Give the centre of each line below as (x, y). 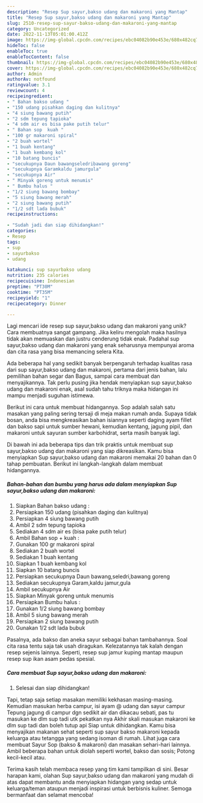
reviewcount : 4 (26, 91)
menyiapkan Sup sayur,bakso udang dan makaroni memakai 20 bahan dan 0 (102, 458)
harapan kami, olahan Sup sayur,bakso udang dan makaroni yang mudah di (100, 776)
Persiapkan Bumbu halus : (48, 602)
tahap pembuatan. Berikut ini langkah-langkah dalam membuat (85, 464)
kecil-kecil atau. (27, 758)
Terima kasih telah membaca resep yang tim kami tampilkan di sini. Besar (98, 769)
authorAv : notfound (31, 79)
